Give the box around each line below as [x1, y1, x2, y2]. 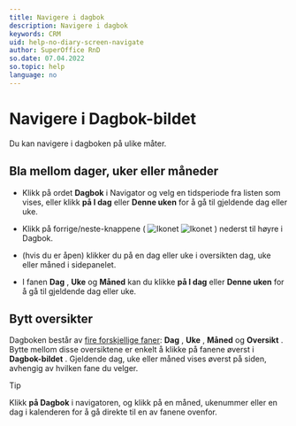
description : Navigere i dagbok [9, 21, 128, 30]
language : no [9, 71, 57, 80]
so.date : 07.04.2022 [9, 54, 86, 63]
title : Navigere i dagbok [9, 12, 104, 22]
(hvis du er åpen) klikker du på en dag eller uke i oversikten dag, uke [21, 250, 271, 260]
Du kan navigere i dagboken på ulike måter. [9, 138, 167, 149]
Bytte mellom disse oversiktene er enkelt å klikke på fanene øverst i [9, 345, 254, 355]
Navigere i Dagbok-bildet [9, 108, 197, 128]
